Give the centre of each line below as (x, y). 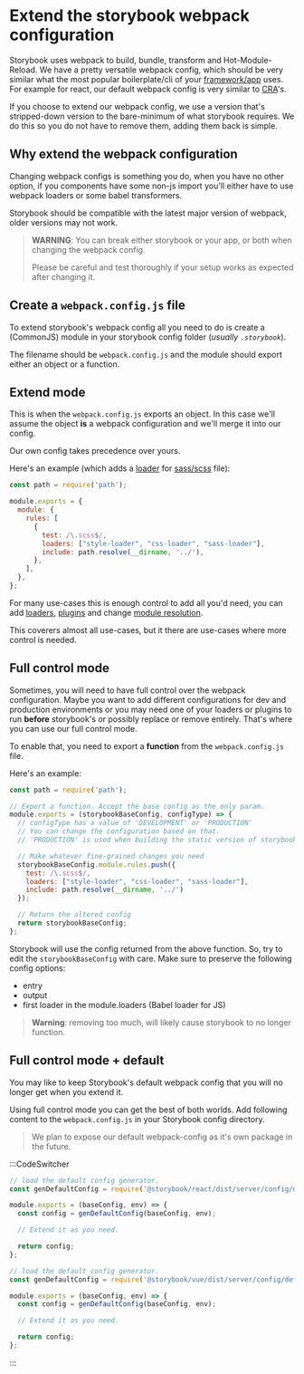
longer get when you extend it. (66, 1091)
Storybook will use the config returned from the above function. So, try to (146, 948)
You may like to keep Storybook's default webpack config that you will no (146, 1082)
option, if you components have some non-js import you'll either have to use (152, 186)
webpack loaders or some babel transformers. (96, 195)
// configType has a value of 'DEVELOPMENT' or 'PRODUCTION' (135, 823)
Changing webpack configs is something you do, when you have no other (147, 176)
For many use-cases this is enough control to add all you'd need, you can (146, 602)
